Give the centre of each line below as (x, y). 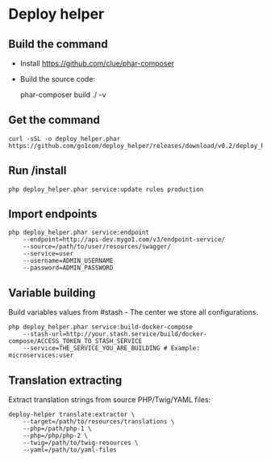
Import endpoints (53, 214)
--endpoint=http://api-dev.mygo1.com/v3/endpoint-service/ (124, 239)
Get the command (54, 120)
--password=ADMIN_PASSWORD (68, 268)
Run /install (38, 171)
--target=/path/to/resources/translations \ (99, 422)
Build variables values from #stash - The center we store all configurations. (133, 312)
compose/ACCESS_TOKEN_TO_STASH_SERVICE (75, 341)
